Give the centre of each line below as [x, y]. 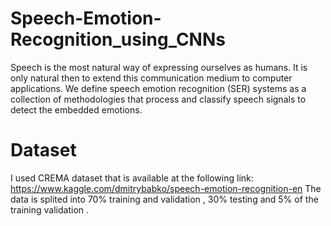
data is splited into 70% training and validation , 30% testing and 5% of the [164, 199]
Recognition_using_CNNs [118, 39]
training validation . [50, 209]
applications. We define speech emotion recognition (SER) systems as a [158, 88]
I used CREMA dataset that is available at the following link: [132, 178]
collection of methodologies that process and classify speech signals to [158, 99]
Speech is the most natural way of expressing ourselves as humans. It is [159, 67]
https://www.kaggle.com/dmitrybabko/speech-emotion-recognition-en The [166, 188]
